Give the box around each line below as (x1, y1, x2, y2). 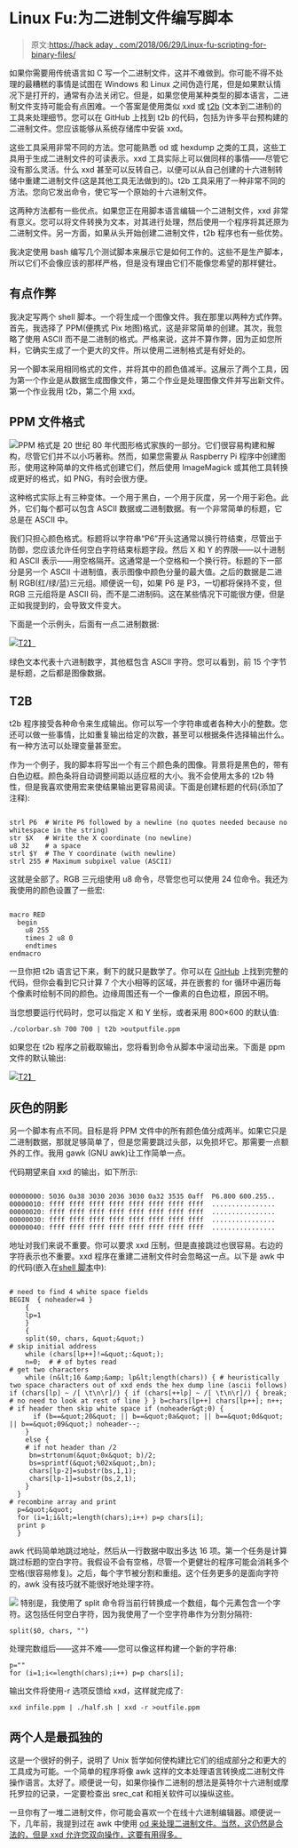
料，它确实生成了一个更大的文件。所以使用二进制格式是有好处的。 (9, 344, 250, 356)
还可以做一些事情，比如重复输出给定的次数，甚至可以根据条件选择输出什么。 (9, 730, 289, 740)
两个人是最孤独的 (9, 1730, 103, 1745)
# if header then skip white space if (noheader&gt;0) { (9, 1404, 224, 1413)
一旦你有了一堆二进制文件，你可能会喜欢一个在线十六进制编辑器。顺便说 (9, 1807, 273, 1818)
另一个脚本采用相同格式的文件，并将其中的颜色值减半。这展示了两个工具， (9, 364, 281, 374)
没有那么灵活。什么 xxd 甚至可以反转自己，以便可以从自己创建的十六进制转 (9, 164, 284, 174)
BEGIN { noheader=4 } (9, 1295, 93, 1305)
